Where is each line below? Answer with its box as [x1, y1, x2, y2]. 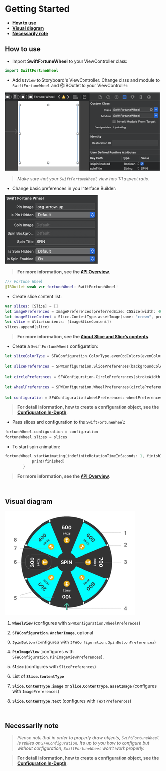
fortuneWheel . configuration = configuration [5, 429, 98, 435]
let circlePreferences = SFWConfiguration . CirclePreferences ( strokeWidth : [5, 375, 163, 380]
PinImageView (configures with [12, 648, 74, 654]
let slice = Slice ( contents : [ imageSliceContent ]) [5, 319, 112, 324]
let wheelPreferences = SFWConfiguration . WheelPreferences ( [5, 385, 132, 390]
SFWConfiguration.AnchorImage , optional [12, 629, 94, 636]
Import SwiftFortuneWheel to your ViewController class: [12, 58, 127, 64]
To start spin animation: [12, 444, 60, 450]
